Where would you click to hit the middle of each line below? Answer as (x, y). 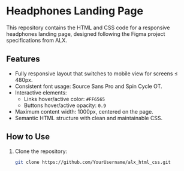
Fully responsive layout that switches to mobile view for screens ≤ (96, 74)
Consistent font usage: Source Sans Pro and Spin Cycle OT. (88, 86)
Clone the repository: (41, 151)
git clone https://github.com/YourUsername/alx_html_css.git (93, 162)
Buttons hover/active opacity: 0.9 (65, 105)
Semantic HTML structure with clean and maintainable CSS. (89, 118)
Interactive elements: (41, 92)
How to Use (28, 137)
